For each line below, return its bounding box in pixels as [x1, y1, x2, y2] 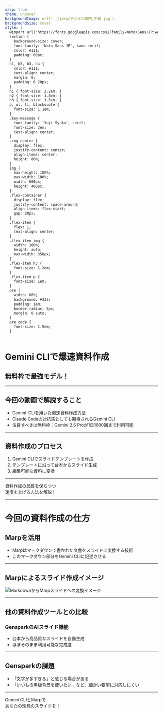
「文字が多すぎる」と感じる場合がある [12, 675, 89, 681]
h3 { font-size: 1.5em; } [9, 98, 62, 103]
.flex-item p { [9, 274, 40, 279]
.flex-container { [9, 193, 47, 198]
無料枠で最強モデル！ [5, 372, 69, 381]
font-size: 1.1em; [14, 107, 51, 112]
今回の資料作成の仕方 [5, 513, 91, 524]
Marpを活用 [5, 533, 41, 541]
